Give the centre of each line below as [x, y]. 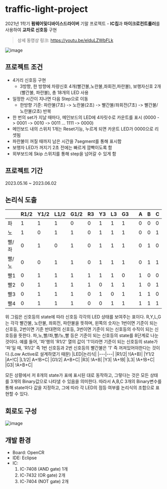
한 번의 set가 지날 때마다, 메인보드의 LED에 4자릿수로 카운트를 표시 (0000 [84, 117]
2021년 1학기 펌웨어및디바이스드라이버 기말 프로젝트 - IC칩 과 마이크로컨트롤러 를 [83, 23]
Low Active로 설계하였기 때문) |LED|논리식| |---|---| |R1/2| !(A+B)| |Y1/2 [83, 354]
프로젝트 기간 [24, 171]
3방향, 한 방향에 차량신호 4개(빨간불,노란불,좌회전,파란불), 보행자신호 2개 [90, 86]
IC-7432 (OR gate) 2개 [42, 475]
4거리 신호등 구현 [29, 80]
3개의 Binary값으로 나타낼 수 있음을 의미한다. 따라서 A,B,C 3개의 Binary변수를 [86, 382]
